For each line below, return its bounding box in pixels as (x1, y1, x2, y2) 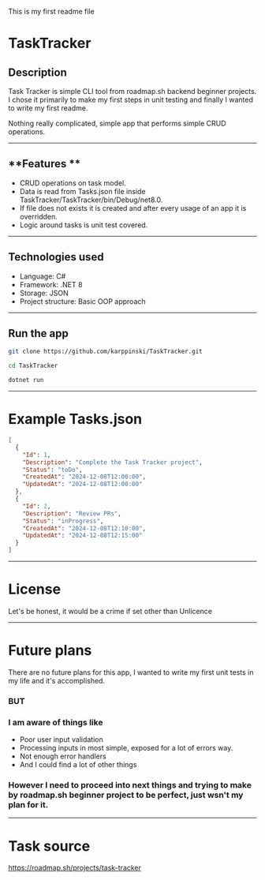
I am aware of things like (8, 717, 103, 728)
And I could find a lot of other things (19, 760, 137, 770)
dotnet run (8, 376, 44, 384)
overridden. (19, 212, 58, 221)
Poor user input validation (19, 735, 104, 744)
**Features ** (8, 157, 81, 170)
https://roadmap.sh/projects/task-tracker (8, 863, 142, 873)
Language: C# (19, 271, 66, 281)
